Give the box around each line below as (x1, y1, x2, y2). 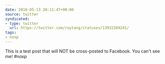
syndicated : (5, 16, 30, 21)
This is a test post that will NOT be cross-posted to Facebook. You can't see (5, 48, 160, 54)
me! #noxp (5, 53, 27, 59)
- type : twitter (5, 21, 39, 26)
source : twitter (5, 12, 39, 17)
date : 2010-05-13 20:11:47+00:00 (5, 7, 74, 12)
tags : (5, 30, 16, 35)
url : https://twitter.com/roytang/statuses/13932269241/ (9, 26, 129, 31)
